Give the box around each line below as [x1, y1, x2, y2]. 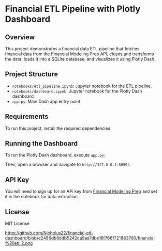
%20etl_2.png [5, 240, 33, 246]
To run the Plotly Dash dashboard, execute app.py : [5, 152, 105, 158]
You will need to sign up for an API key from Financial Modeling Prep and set [5, 188, 157, 194]
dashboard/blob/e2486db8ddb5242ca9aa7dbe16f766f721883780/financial [5, 235, 155, 241]
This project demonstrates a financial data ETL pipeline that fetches [5, 46, 140, 51]
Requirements [5, 112, 48, 121]
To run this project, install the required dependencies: [5, 125, 112, 131]
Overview [5, 33, 35, 41]
